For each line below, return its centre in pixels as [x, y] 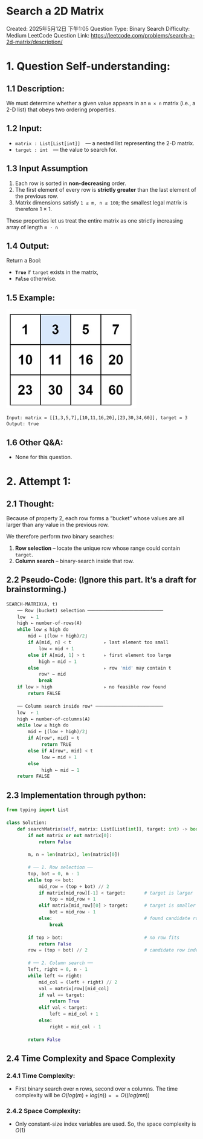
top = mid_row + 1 [72, 899]
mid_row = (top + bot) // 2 [74, 886]
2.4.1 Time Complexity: [41, 1075]
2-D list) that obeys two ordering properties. [61, 109]
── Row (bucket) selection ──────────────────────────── [90, 610]
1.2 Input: [24, 129]
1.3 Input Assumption [47, 168]
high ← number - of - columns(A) [54, 719]
